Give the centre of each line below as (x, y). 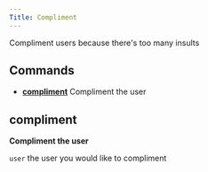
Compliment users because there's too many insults (104, 43)
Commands (42, 70)
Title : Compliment (43, 17)
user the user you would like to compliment (88, 158)
